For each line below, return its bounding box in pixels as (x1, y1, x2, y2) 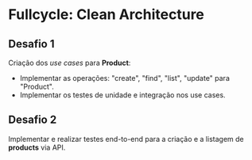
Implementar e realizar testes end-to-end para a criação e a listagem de (8, 134, 244, 143)
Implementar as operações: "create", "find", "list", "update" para (19, 74, 231, 82)
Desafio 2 (8, 113, 57, 127)
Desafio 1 (8, 37, 55, 51)
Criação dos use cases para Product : (8, 58, 131, 67)
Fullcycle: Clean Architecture (8, 6, 205, 24)
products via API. (8, 143, 66, 152)
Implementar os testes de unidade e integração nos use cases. (19, 90, 226, 100)
